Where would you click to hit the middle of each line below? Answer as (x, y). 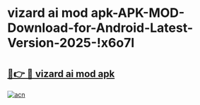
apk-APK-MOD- (138, 13)
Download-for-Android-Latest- (100, 28)
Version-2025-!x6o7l (71, 43)
